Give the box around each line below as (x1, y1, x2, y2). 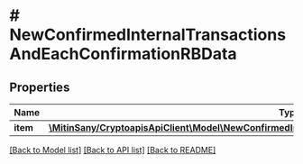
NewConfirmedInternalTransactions (9, 24, 287, 45)
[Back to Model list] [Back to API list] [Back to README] (9, 145, 216, 155)
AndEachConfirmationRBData (9, 44, 237, 64)
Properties (9, 79, 70, 95)
